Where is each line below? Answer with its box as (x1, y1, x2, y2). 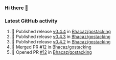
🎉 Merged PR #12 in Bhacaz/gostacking (11, 44, 92, 50)
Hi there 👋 (4, 4, 29, 11)
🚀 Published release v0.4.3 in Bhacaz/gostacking (11, 34, 111, 40)
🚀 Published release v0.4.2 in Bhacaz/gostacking (11, 39, 111, 45)
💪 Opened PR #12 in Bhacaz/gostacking (11, 49, 92, 55)
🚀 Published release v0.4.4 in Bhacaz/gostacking (11, 29, 111, 35)
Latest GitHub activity (4, 17, 58, 24)
